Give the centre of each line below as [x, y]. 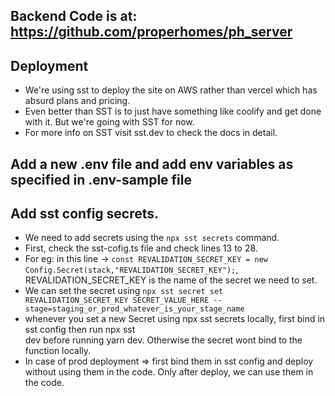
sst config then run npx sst [80, 330]
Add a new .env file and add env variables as [152, 164]
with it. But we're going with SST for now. [109, 122]
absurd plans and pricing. [77, 101]
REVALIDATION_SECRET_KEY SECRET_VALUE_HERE [117, 300]
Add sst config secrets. [85, 213]
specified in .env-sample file [101, 179]
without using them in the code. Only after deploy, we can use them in [169, 372]
